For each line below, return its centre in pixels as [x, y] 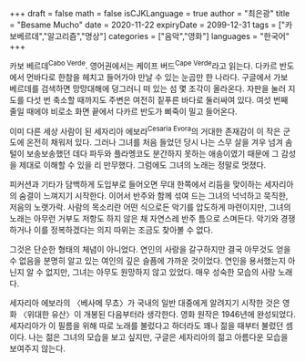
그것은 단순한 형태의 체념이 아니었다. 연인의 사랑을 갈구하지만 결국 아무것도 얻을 [150, 250]
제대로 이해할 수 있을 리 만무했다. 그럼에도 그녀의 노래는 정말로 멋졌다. [142, 165]
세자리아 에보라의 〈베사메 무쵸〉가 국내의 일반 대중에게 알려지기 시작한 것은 [145, 303]
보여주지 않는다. [38, 348]
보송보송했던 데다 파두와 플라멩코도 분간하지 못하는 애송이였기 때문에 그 [152, 154]
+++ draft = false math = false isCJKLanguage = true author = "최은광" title [150, 13]
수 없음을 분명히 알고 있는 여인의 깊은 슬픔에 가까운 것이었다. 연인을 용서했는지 [148, 261]
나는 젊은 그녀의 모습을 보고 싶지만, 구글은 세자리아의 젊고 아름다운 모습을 [158, 337]
